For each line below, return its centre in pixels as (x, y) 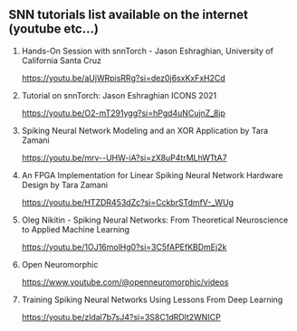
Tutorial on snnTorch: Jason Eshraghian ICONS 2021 (119, 95)
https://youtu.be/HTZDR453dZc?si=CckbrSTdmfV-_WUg (128, 202)
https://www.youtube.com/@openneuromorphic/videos (125, 282)
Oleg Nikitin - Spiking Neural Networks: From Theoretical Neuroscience (155, 220)
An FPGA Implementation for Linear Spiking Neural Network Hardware (152, 175)
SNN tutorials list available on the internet (128, 15)
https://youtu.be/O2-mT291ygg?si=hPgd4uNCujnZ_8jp (123, 113)
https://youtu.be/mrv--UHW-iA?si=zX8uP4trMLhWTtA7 (124, 157)
